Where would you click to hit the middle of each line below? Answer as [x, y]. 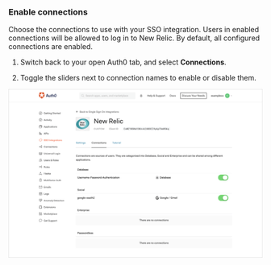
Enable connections [48, 12]
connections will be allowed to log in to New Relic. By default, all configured [134, 38]
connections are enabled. [51, 47]
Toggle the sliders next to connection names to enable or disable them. [138, 78]
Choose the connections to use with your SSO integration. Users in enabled [134, 30]
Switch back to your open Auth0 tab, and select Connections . [123, 62]
